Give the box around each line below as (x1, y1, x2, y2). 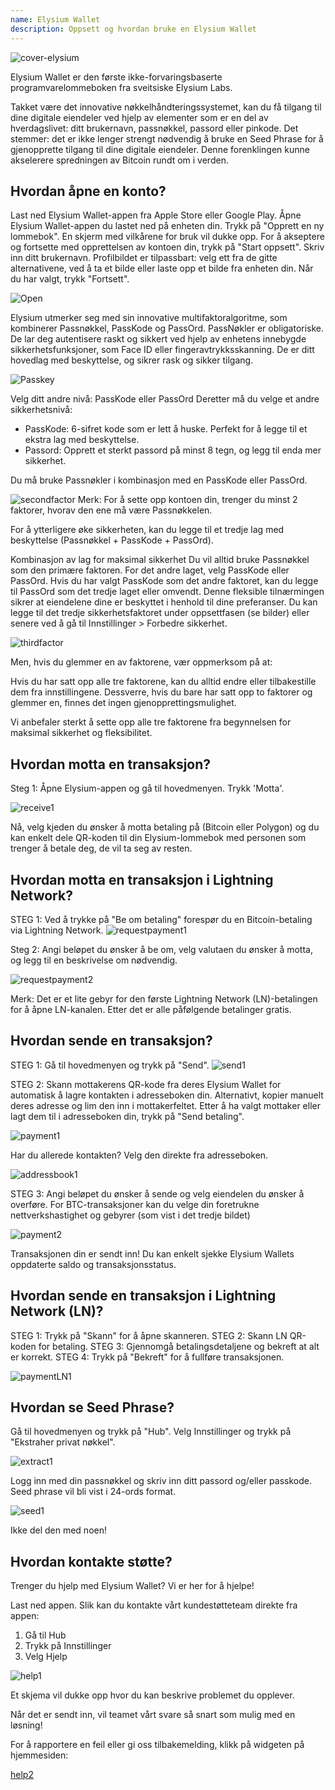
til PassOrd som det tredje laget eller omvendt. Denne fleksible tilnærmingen (10, 586, 325, 598)
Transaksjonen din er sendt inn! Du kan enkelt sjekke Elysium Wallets (10, 1247, 295, 1260)
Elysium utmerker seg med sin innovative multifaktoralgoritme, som (10, 312, 288, 324)
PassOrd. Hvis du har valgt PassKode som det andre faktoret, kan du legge (10, 575, 319, 587)
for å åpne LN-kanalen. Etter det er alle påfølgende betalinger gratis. (10, 1003, 292, 1015)
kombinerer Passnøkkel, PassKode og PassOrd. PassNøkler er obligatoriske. (10, 322, 325, 335)
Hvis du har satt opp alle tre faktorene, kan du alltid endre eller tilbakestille (10, 676, 317, 688)
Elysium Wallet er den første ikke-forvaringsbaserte (10, 71, 223, 83)
